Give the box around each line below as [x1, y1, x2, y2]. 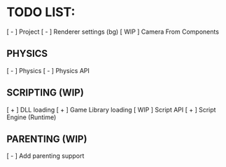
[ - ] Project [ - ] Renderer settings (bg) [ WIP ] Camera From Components [6, 27, 220, 36]
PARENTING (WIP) [6, 133, 87, 145]
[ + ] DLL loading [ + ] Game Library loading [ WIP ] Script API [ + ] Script [6, 105, 216, 114]
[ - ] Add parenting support [6, 152, 85, 160]
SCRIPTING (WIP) [6, 87, 85, 99]
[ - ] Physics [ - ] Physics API [6, 66, 90, 74]
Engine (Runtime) [6, 113, 57, 121]
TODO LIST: [6, 4, 76, 20]
